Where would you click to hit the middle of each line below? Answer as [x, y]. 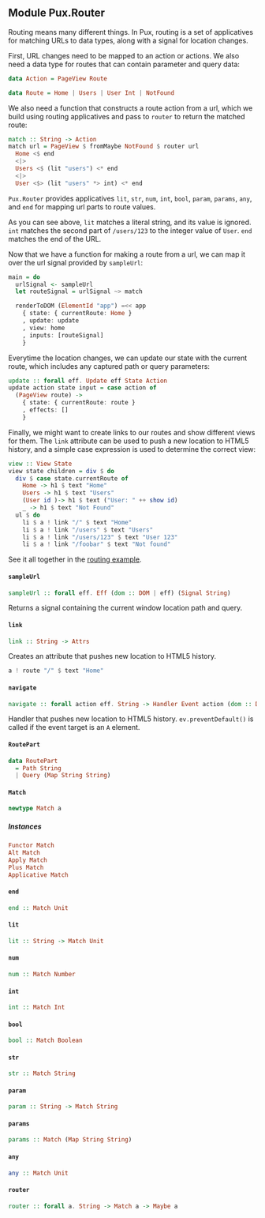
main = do [24, 277]
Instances [25, 826]
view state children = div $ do [61, 471]
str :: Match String [42, 1073]
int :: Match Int [37, 1007]
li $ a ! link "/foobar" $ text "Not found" [97, 544]
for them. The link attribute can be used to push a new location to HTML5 [129, 441]
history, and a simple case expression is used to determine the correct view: [132, 449]
